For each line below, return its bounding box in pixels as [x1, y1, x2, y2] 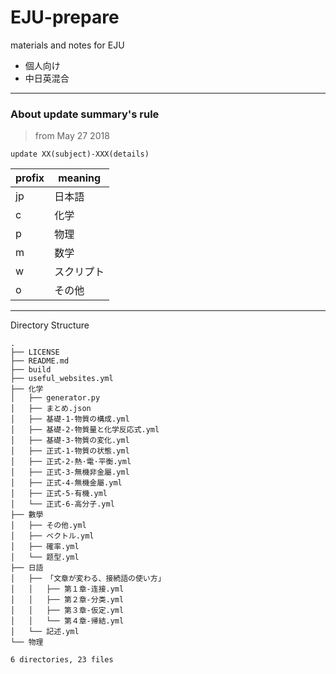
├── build [10, 365, 52, 375]
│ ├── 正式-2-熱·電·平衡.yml [10, 457, 132, 467]
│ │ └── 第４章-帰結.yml [10, 616, 125, 626]
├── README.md [10, 356, 70, 366]
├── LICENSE [10, 347, 60, 358]
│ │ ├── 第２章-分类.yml [10, 595, 125, 605]
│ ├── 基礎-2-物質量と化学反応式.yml [10, 425, 160, 435]
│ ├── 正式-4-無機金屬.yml [10, 478, 123, 488]
